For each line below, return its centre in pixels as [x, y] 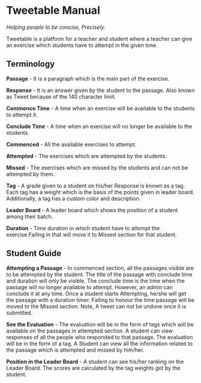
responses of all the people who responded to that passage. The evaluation [100, 337]
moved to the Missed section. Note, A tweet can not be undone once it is [96, 306]
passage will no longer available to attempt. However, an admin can [89, 287]
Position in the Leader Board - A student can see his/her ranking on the [95, 361]
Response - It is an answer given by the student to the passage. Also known [100, 90]
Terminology [31, 64]
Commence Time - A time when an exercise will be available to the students [100, 108]
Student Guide [34, 253]
